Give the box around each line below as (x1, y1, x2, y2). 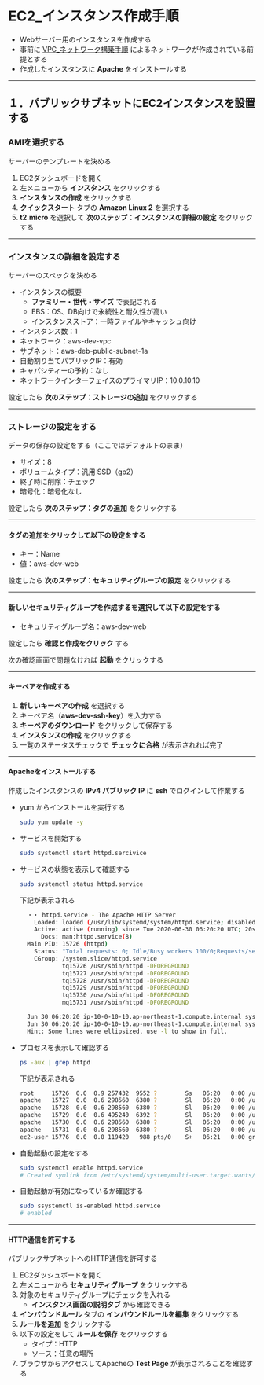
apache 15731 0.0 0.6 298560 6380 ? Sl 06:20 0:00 (19, 1126, 245, 1133)
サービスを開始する (19, 833, 82, 843)
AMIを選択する (8, 137, 64, 148)
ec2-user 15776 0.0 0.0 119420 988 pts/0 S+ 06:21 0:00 (19, 1133, 245, 1141)
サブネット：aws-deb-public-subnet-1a (19, 346, 148, 355)
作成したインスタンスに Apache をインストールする (19, 64, 187, 73)
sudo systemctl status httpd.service (19, 880, 144, 888)
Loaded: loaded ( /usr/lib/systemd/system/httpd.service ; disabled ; (34, 918, 259, 926)
